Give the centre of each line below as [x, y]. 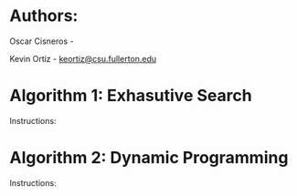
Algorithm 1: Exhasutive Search [131, 96]
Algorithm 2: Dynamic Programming [149, 158]
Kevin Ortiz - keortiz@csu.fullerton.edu [83, 58]
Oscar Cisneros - [42, 41]
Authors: [44, 16]
